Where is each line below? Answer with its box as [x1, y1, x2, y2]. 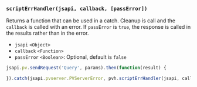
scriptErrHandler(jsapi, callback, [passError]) [6, 5, 148, 12]
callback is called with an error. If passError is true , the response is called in [6, 24, 191, 31]
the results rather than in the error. [6, 29, 89, 37]
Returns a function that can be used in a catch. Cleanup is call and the [6, 17, 176, 24]
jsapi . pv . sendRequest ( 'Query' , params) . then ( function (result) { [6, 65, 167, 71]
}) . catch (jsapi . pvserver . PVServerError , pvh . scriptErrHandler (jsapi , [6, 76, 180, 82]
